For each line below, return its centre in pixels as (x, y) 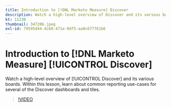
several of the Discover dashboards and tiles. (53, 90)
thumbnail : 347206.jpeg (31, 24)
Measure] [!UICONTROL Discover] (79, 65)
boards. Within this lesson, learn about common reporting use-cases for (81, 84)
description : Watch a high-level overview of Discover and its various (83, 15)
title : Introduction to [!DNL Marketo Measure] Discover (67, 10)
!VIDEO (25, 99)
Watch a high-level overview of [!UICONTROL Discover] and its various (80, 79)
